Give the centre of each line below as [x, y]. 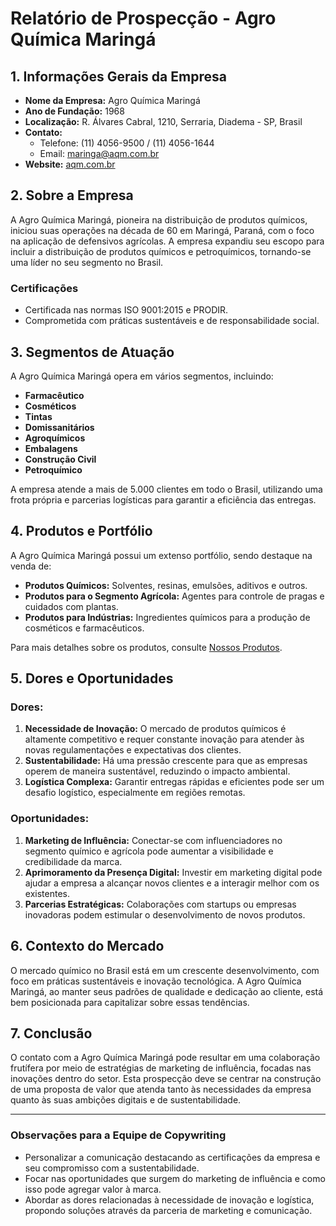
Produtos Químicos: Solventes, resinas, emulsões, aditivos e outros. [166, 585]
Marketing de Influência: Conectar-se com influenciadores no [153, 840]
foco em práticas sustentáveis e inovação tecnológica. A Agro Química [156, 981]
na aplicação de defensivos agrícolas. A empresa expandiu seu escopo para [167, 241]
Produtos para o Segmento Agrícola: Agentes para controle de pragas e [174, 596]
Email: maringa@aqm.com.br [99, 153]
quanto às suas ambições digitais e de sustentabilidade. [126, 1100]
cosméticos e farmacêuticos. [84, 628]
